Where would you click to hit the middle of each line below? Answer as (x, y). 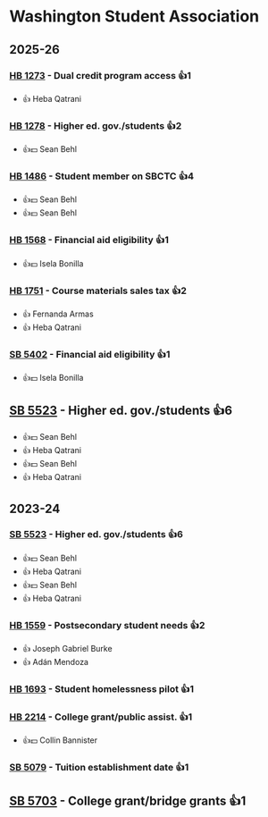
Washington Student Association (134, 17)
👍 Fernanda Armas (58, 314)
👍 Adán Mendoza (55, 662)
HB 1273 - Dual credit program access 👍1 (100, 75)
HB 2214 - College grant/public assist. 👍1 (101, 717)
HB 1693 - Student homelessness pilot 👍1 (102, 689)
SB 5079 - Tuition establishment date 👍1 (99, 768)
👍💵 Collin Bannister (60, 740)
